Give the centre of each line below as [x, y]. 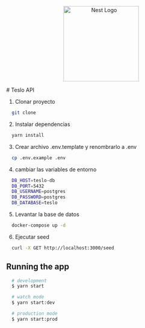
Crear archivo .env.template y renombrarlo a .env [76, 147]
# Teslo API [20, 90]
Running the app [38, 267]
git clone [24, 113]
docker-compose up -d [39, 225]
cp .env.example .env [39, 158]
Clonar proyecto [35, 102]
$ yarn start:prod [35, 319]
